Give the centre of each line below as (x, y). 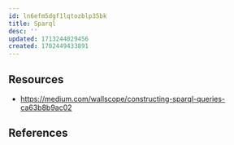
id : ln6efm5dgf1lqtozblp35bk (58, 16)
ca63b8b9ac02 (46, 108)
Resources (36, 79)
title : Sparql (32, 24)
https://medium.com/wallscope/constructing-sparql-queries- (123, 99)
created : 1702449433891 (49, 46)
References (38, 133)
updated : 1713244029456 (49, 39)
